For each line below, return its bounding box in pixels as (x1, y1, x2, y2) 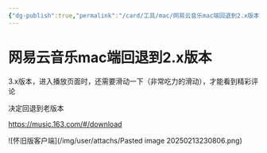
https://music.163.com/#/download (8, 119, 122, 128)
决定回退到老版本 (8, 103, 64, 112)
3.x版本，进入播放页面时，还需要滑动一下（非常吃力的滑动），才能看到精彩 (8, 76, 252, 86)
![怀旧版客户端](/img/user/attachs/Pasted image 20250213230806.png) (8, 135, 242, 145)
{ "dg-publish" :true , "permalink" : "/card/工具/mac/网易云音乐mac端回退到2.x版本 (8, 11, 260, 20)
